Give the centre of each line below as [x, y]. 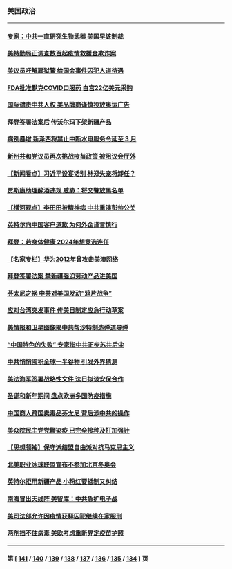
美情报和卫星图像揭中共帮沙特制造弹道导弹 [68, 327]
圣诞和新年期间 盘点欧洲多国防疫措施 [59, 396]
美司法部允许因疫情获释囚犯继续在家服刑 [65, 516]
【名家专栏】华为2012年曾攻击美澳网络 [63, 259]
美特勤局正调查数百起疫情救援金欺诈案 [61, 53]
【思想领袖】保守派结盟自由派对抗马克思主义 [71, 447]
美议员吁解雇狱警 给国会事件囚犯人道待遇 [66, 71]
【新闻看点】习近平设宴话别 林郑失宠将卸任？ [71, 173]
